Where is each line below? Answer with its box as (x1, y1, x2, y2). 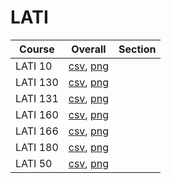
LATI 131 (15, 91, 59, 105)
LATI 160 (15, 107, 59, 121)
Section (118, 42, 157, 56)
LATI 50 (15, 156, 53, 170)
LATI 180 (15, 140, 59, 154)
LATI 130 (15, 75, 59, 89)
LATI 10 (15, 59, 53, 73)
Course (19, 42, 55, 56)
